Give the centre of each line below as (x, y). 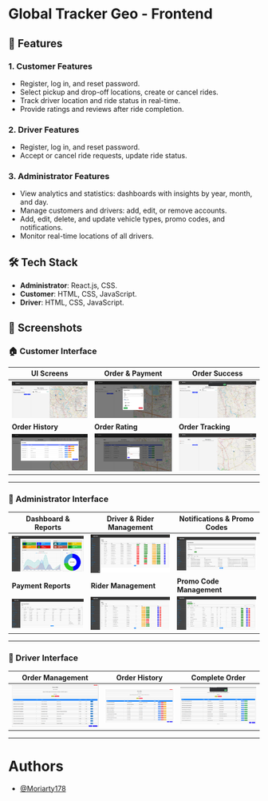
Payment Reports (41, 585)
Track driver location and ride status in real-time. (100, 100)
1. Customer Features (51, 66)
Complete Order (218, 677)
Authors (36, 766)
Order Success (217, 373)
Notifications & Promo (217, 518)
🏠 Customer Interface (53, 351)
